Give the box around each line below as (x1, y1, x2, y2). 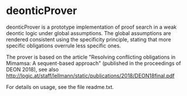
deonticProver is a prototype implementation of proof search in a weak (6, 23, 177, 30)
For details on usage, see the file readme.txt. (6, 83, 114, 90)
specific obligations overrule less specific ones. (6, 42, 121, 49)
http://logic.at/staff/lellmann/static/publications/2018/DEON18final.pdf (6, 72, 175, 79)
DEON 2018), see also (6, 66, 59, 73)
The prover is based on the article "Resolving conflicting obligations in (6, 53, 176, 60)
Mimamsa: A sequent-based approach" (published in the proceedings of (6, 60, 181, 67)
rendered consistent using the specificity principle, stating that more (6, 36, 171, 43)
